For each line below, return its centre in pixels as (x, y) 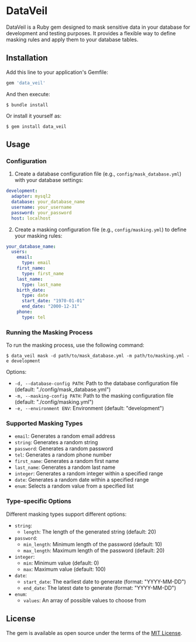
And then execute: (28, 94)
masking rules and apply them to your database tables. (72, 39)
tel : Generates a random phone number (63, 455)
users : (19, 252)
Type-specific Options (39, 501)
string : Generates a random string (56, 442)
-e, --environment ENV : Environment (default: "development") (89, 408)
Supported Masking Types (44, 424)
